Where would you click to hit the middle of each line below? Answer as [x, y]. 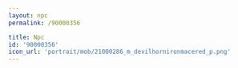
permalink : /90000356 [44, 23]
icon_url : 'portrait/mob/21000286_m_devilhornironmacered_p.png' [119, 52]
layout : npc [28, 15]
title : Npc [26, 37]
